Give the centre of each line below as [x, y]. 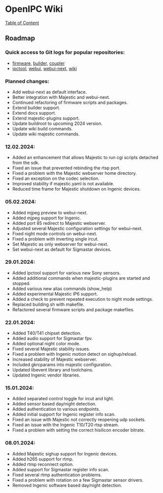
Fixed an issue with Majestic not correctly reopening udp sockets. [79, 420]
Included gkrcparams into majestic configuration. [62, 365]
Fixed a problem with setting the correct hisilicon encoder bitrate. [79, 430]
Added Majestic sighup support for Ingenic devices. [65, 453]
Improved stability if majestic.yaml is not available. [63, 184]
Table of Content [22, 23]
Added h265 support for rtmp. [43, 459]
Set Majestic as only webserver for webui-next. [60, 244]
